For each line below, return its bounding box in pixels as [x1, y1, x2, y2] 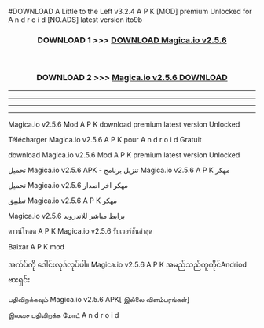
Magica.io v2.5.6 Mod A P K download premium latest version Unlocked [8, 120, 240, 129]
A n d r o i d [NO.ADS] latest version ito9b [8, 15, 143, 24]
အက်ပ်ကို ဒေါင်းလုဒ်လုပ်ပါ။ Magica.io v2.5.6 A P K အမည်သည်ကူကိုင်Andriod [8, 260, 247, 269]
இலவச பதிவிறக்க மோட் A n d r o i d [8, 310, 119, 319]
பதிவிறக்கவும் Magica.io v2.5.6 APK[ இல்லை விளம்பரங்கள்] [8, 294, 190, 304]
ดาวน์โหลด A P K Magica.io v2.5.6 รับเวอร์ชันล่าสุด [8, 226, 153, 235]
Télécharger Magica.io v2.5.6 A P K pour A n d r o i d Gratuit [8, 135, 202, 144]
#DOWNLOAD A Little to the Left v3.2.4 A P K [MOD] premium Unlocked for [8, 7, 253, 16]
